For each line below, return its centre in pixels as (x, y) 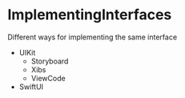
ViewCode (48, 78)
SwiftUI (31, 87)
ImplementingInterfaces (90, 15)
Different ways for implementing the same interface (92, 37)
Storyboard (50, 61)
